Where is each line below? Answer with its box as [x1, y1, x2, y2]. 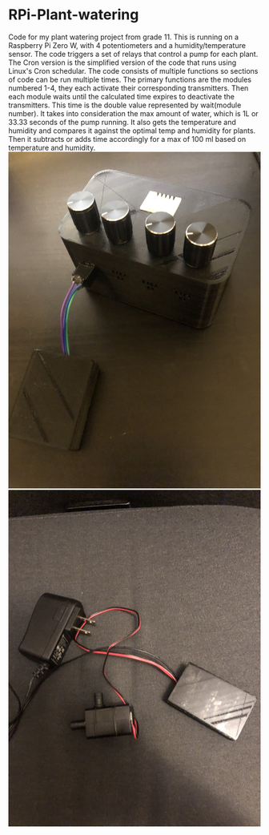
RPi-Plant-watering [8, 6, 139, 24]
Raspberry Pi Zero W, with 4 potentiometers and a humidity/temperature [8, 40, 247, 50]
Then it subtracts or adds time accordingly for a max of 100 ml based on [8, 134, 247, 143]
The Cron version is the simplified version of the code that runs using [8, 58, 237, 67]
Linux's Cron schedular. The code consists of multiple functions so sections [8, 66, 259, 75]
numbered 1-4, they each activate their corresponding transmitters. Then [8, 83, 249, 93]
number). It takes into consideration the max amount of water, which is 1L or [8, 108, 259, 118]
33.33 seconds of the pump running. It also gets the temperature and [8, 117, 236, 127]
